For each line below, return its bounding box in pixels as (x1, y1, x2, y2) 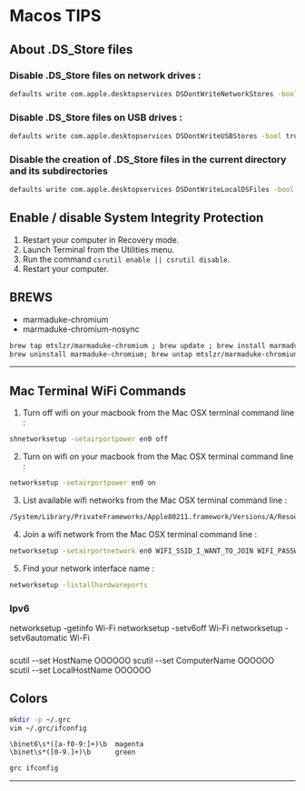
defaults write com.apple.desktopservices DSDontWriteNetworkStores (9, 89, 274, 98)
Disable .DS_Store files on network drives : (9, 69, 202, 82)
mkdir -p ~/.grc (9, 715, 71, 724)
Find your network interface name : (22, 563, 154, 574)
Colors (9, 691, 48, 706)
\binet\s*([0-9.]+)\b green (9, 747, 136, 757)
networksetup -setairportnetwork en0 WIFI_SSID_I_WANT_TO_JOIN (9, 546, 254, 556)
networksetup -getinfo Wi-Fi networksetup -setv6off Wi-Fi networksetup (9, 622, 283, 633)
